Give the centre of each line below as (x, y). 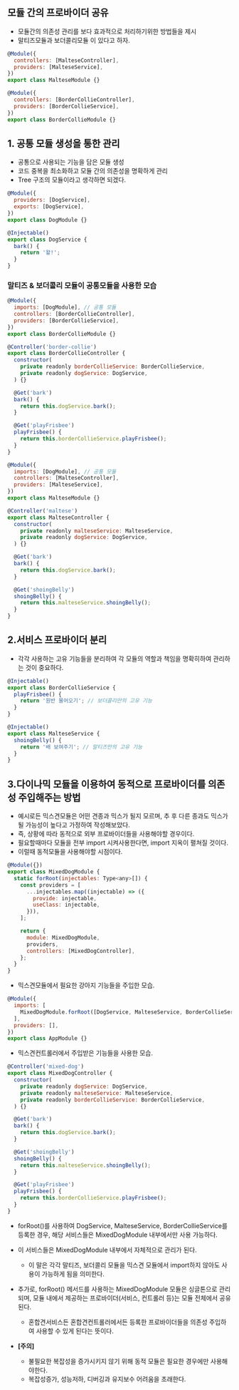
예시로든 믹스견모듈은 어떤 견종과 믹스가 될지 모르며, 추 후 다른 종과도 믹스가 (123, 816)
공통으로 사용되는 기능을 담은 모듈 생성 (71, 162)
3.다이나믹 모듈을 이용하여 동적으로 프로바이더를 (107, 784)
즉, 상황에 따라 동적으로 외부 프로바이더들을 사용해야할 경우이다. (106, 834)
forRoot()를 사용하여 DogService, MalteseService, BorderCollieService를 (122, 1225)
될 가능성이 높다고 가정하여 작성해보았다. (74, 825)
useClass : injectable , (67, 905)
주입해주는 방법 (49, 797)
